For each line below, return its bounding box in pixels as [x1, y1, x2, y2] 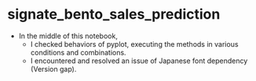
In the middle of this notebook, [18, 31, 119, 40]
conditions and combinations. [30, 48, 126, 57]
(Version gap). [30, 64, 77, 73]
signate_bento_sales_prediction [7, 5, 221, 23]
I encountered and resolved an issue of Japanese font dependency [30, 56, 248, 65]
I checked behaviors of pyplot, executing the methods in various [30, 39, 239, 48]
